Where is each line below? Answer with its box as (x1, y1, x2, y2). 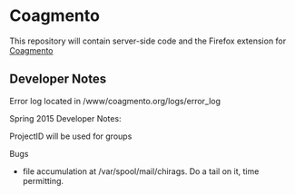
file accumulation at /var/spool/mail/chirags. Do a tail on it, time (22, 165, 260, 177)
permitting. (22, 175, 64, 186)
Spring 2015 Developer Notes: (9, 112, 122, 123)
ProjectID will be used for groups (9, 131, 133, 141)
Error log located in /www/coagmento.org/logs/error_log (9, 95, 221, 106)
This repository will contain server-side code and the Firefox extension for (9, 35, 287, 46)
